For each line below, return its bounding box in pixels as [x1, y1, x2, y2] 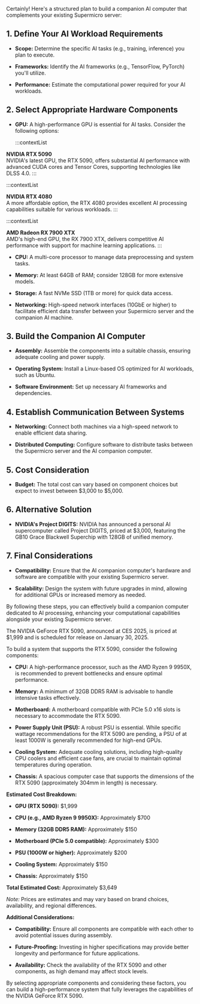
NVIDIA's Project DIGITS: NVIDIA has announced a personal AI [14, 520, 171, 528]
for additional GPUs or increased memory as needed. [14, 591, 147, 598]
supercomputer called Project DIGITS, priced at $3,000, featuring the [14, 527, 186, 534]
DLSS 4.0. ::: [6, 170, 37, 177]
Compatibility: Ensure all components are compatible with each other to [14, 925, 194, 932]
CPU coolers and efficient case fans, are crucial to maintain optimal [14, 755, 181, 762]
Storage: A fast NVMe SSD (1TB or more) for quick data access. [14, 289, 173, 296]
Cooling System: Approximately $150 [14, 860, 108, 868]
